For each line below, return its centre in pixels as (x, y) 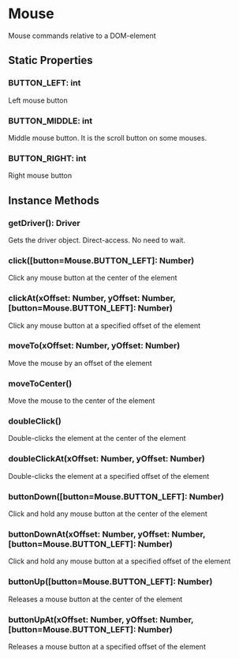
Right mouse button (40, 175)
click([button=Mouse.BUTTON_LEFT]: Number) (101, 260)
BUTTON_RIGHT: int (47, 158)
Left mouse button (38, 100)
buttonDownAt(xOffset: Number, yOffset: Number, (107, 534)
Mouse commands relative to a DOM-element (82, 36)
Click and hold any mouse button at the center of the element (108, 514)
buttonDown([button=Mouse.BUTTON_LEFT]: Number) (116, 496)
